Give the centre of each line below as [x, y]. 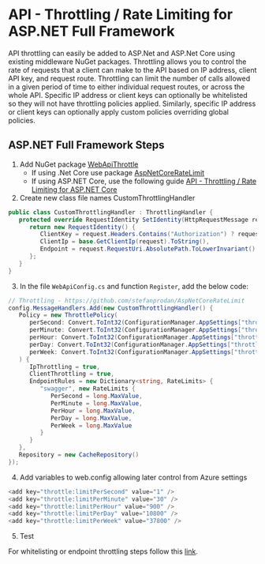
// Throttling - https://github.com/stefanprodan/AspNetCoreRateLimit [127, 301]
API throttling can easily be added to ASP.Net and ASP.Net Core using [121, 53]
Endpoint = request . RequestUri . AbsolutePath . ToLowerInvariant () [148, 249]
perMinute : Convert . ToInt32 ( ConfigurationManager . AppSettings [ [135, 330]
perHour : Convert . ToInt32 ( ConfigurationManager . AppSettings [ [132, 337]
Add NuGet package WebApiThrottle [79, 164]
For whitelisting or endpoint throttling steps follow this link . [103, 551]
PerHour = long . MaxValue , [93, 411]
